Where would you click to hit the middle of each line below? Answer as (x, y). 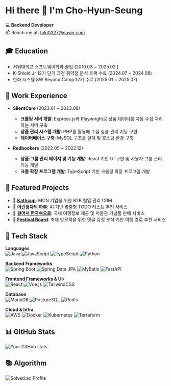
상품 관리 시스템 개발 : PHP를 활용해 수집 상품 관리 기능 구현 (79, 131)
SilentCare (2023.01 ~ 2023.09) (46, 108)
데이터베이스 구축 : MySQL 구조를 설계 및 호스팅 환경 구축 (77, 138)
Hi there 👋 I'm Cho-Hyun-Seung (74, 10)
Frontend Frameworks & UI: (35, 279)
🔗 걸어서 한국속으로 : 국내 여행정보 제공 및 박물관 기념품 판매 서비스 (79, 213)
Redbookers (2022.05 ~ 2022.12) (48, 148)
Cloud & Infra (20, 310)
